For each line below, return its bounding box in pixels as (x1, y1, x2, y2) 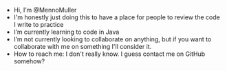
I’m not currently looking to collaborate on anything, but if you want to (13, 35, 212, 43)
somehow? (13, 57, 45, 65)
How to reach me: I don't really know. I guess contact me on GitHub (13, 50, 206, 58)
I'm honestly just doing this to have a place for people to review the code (13, 13, 220, 21)
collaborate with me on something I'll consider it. (13, 43, 152, 50)
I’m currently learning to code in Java (13, 28, 120, 36)
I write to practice (13, 21, 64, 28)
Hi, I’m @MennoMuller (13, 6, 77, 14)
